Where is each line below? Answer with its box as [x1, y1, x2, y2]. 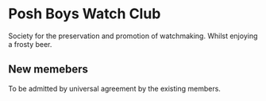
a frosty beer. [8, 39, 52, 49]
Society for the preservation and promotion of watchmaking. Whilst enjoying [8, 31, 258, 41]
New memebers [8, 63, 89, 76]
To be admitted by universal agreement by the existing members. [8, 84, 221, 93]
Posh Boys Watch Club [8, 5, 161, 23]
